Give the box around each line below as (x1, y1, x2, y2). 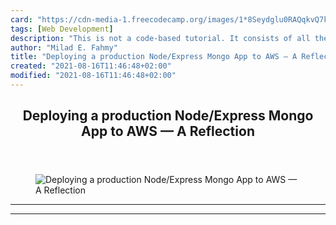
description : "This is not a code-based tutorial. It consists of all (10, 33, 311, 43)
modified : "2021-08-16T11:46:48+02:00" (10, 71, 177, 81)
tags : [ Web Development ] (10, 24, 114, 34)
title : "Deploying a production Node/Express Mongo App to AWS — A (10, 52, 298, 62)
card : (10, 14, 33, 25)
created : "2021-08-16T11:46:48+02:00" (10, 61, 172, 71)
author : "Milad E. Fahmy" (10, 42, 118, 53)
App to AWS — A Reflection (81, 123, 255, 140)
